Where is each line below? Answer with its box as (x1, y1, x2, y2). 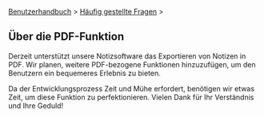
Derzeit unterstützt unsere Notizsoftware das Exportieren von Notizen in (8, 51, 246, 61)
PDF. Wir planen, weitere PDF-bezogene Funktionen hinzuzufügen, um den (8, 59, 256, 69)
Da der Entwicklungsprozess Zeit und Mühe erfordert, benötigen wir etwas (8, 83, 254, 93)
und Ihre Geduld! (8, 100, 64, 111)
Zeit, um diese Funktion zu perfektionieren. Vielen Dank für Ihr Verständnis (8, 92, 254, 102)
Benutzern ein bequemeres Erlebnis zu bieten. (8, 68, 162, 78)
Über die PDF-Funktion (8, 30, 125, 43)
